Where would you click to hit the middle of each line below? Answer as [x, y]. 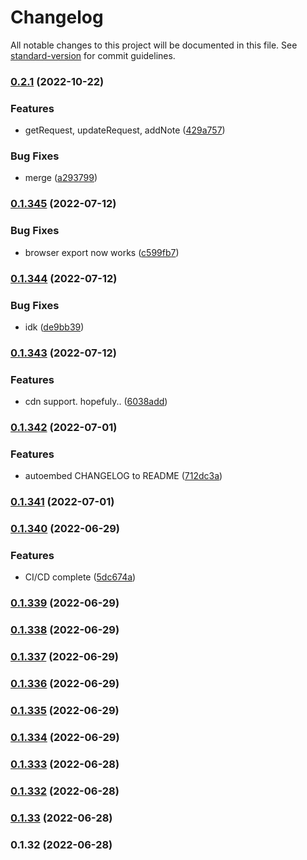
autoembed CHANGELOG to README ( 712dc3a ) [123, 476]
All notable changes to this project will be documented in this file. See [154, 45]
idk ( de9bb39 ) [54, 327]
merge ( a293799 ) [61, 178]
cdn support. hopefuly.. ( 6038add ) [96, 402]
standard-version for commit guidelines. [93, 55]
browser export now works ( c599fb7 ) [102, 252]
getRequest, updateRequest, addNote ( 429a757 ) [125, 130]
